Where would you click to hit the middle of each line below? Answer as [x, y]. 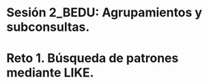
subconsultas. [48, 27]
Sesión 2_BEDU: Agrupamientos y [104, 13]
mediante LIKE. [50, 73]
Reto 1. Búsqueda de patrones [93, 58]
